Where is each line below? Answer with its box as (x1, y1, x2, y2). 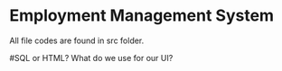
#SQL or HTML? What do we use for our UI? (9, 52, 174, 63)
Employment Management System (9, 5, 274, 26)
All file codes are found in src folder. (9, 35, 145, 46)
